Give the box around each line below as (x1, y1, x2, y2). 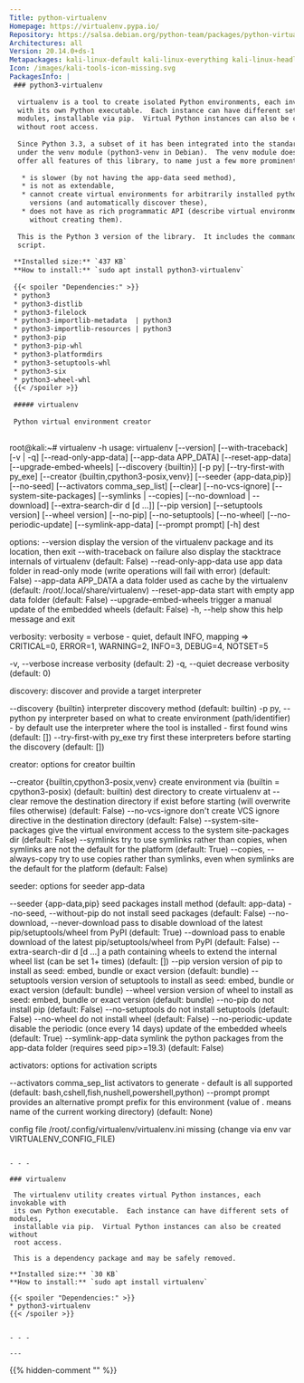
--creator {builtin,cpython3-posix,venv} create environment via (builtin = (9, 776, 280, 787)
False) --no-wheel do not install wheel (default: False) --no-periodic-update (9, 1013, 292, 1024)
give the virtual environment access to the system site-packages (48, 825, 290, 835)
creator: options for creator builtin (9, 758, 136, 769)
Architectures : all (9, 38, 83, 48)
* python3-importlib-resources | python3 (13, 325, 172, 334)
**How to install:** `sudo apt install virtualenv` (9, 1277, 208, 1286)
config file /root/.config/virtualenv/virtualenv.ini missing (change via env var (9, 1123, 291, 1134)
